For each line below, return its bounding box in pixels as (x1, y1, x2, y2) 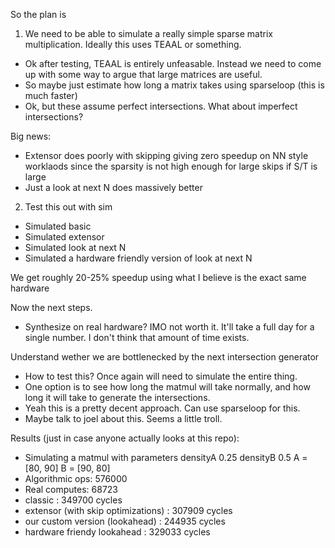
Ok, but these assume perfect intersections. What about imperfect (24, 100, 298, 112)
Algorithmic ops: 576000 (24, 473, 128, 484)
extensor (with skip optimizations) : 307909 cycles (24, 505, 233, 516)
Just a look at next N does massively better (24, 182, 203, 193)
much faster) (24, 90, 78, 101)
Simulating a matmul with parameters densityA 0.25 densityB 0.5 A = (24, 452, 308, 463)
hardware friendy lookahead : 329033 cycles (24, 526, 211, 538)
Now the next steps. (10, 302, 93, 313)
